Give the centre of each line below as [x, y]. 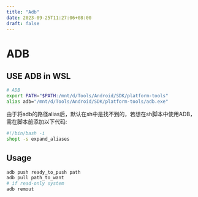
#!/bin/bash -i [26, 133]
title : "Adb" [23, 12]
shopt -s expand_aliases [38, 139]
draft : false [23, 23]
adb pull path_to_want [35, 178]
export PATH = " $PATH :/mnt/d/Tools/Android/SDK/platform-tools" [87, 96]
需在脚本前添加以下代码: [37, 122]
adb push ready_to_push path [44, 172]
